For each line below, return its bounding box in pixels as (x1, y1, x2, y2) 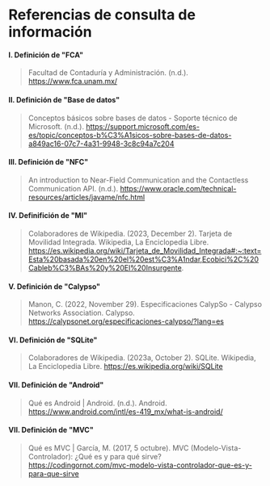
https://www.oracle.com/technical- (120, 183, 237, 193)
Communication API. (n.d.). (27, 183, 119, 193)
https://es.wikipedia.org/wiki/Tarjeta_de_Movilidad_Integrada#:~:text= (27, 246, 262, 255)
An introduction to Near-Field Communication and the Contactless (27, 175, 249, 185)
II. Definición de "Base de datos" (8, 94, 120, 104)
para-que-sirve (27, 468, 79, 478)
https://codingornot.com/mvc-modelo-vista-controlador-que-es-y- (27, 460, 252, 470)
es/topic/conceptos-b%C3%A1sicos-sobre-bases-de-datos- (27, 130, 232, 140)
